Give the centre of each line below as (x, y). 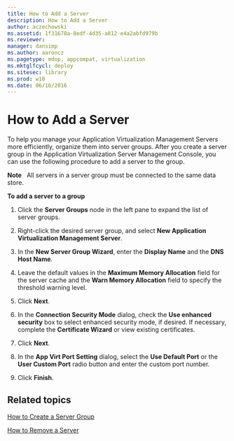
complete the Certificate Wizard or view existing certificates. (106, 330)
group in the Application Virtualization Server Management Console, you (112, 154)
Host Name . (35, 259)
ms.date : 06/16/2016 (37, 85)
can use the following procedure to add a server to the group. (96, 162)
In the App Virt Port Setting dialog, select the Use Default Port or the (118, 357)
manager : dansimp (33, 46)
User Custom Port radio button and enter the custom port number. (113, 364)
